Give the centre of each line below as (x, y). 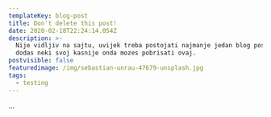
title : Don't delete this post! (63, 23)
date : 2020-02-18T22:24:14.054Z (63, 30)
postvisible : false (41, 61)
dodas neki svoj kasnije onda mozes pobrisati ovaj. (106, 53)
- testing (32, 83)
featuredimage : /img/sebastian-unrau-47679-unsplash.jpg (106, 68)
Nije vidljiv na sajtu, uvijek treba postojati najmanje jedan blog (133, 46)
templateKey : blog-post (48, 16)
